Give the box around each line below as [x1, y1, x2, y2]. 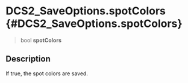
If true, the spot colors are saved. [5, 70, 89, 77]
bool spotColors [20, 36, 61, 44]
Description [5, 54, 51, 64]
